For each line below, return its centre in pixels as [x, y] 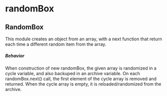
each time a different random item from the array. [56, 44]
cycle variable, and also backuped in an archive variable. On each [73, 73]
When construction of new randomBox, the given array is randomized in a [81, 68]
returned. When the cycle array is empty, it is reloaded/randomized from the [83, 84]
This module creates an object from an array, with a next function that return [84, 39]
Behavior [15, 56]
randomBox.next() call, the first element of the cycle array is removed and [81, 79]
